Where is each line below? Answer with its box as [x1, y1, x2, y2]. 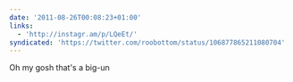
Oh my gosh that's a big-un [9, 62, 110, 73]
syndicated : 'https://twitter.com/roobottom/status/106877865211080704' [9, 37, 286, 47]
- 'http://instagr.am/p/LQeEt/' [17, 29, 138, 38]
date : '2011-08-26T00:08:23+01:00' [9, 12, 142, 22]
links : [9, 21, 34, 30]
